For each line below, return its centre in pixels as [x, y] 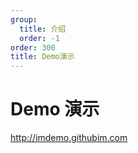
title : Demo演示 [42, 57]
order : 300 [33, 47]
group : [24, 19]
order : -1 [39, 38]
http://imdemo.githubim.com [69, 138]
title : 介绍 [43, 29]
